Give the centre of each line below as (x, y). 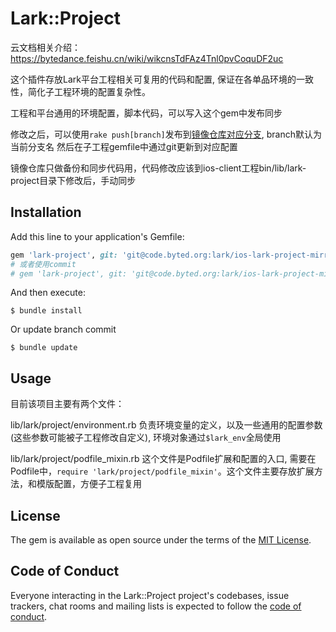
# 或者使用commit (43, 264)
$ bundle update (44, 348)
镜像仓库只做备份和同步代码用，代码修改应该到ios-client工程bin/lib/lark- (158, 168)
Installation (46, 212)
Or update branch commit (63, 329)
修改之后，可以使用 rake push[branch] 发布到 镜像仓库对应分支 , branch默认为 (166, 134)
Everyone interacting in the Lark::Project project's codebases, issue (150, 595)
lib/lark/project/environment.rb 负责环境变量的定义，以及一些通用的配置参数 (166, 425)
